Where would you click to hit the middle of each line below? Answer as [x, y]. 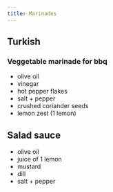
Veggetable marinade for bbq [58, 61]
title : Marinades [32, 14]
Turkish [24, 42]
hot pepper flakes [42, 91]
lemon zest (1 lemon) [47, 113]
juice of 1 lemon [39, 159]
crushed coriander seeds [53, 106]
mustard [29, 166]
